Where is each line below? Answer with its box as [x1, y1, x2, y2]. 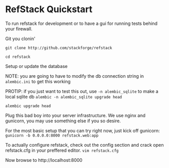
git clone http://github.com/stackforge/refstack [5, 45, 113, 50]
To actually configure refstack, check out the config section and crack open [5, 142, 164, 148]
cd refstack [5, 54, 30, 59]
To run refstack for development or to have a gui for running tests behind [5, 20, 158, 26]
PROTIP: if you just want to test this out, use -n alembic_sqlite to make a [5, 88, 159, 94]
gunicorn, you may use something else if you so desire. [5, 118, 121, 124]
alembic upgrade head [5, 103, 51, 109]
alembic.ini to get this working [5, 78, 71, 84]
